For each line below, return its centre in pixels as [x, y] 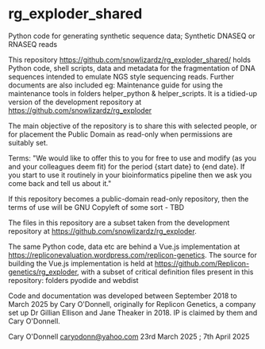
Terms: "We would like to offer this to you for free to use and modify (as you [132, 158]
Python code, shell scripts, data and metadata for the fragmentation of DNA [132, 68]
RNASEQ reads [33, 44]
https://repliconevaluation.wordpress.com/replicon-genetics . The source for [133, 254]
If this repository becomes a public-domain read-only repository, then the [129, 199]
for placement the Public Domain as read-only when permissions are [120, 134]
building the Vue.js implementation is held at [81, 263]
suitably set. [28, 142]
